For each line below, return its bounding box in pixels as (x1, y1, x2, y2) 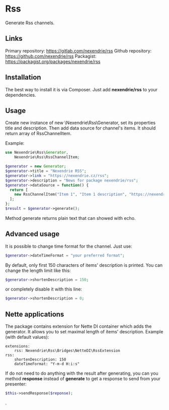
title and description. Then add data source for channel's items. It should (5, 125, 156, 131)
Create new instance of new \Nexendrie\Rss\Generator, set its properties (5, 120, 156, 126)
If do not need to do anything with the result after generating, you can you (5, 370, 158, 376)
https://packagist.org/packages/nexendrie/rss (5, 58, 101, 65)
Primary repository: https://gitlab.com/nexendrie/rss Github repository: (5, 47, 152, 53)
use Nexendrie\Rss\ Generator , (5, 150, 69, 155)
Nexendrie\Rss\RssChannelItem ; (14, 155, 80, 160)
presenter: (5, 381, 27, 387)
